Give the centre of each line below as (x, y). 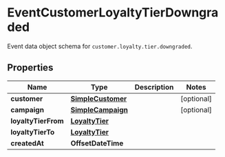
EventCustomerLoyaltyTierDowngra (113, 13)
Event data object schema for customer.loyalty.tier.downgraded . (100, 46)
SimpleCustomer (99, 99)
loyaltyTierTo (33, 132)
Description (154, 87)
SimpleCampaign (99, 110)
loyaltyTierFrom (37, 121)
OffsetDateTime (97, 143)
